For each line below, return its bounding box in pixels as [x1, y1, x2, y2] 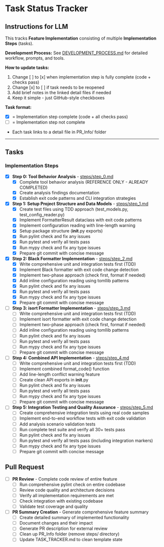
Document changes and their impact [19, 520, 93, 526]
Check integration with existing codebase [19, 498, 103, 504]
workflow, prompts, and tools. [5, 55, 65, 61]
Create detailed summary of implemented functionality [19, 515, 129, 521]
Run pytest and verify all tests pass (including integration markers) [19, 438, 153, 443]
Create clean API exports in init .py [19, 377, 89, 382]
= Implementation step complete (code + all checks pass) [12, 114, 128, 120]
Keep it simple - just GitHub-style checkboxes [12, 95, 105, 101]
